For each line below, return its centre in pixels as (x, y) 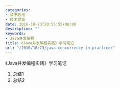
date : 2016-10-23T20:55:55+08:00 (41, 24)
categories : (18, 10)
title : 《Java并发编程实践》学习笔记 (40, 43)
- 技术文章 (15, 19)
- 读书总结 (15, 15)
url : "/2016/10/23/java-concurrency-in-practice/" (60, 48)
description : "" (22, 29)
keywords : (16, 34)
